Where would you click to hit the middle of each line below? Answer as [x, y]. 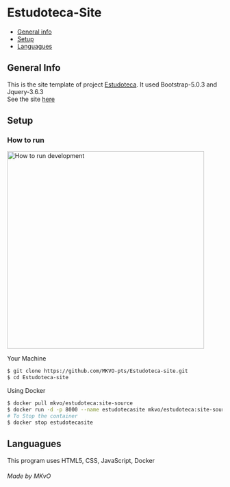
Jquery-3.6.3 [25, 91]
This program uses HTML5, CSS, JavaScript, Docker [81, 460]
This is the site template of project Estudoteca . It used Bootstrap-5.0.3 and [112, 84]
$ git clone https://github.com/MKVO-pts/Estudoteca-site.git [98, 371]
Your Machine [27, 359]
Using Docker [26, 391]
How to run [26, 140]
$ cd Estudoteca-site [38, 378]
